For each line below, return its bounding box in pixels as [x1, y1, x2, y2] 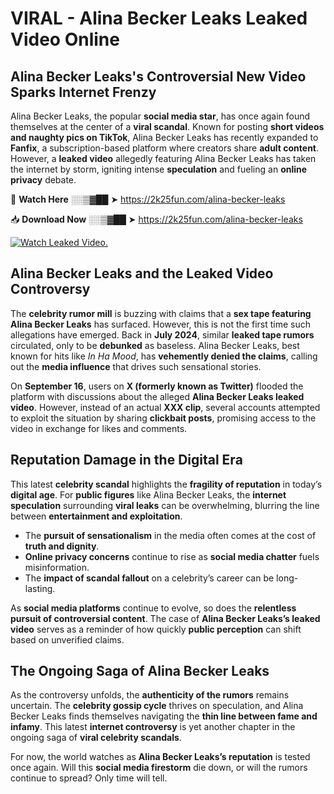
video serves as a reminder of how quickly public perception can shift [10, 623, 302, 635]
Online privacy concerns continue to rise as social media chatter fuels [24, 550, 320, 562]
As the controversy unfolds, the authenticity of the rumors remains [10, 689, 290, 701]
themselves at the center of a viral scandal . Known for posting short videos [10, 121, 325, 132]
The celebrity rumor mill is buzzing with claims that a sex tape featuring [10, 307, 312, 319]
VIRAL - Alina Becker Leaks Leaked [10, 7, 308, 30]
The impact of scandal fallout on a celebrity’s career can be [24, 572, 275, 584]
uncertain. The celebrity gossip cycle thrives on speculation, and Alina [10, 700, 304, 712]
